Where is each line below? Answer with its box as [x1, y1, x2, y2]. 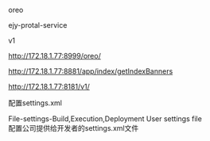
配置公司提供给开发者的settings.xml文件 [8, 124, 139, 132]
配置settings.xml [8, 98, 62, 108]
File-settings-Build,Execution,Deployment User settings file [8, 114, 203, 124]
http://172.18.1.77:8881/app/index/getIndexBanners [8, 67, 173, 76]
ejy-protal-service [8, 21, 68, 29]
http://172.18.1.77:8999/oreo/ [8, 51, 101, 60]
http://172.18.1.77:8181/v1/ [8, 82, 90, 91]
